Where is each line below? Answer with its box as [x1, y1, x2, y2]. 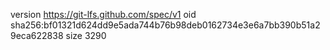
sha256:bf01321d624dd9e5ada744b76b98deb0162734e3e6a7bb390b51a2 [10, 19, 321, 31]
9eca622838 [10, 30, 64, 41]
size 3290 [65, 30, 107, 41]
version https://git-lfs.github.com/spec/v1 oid [10, 9, 197, 20]
